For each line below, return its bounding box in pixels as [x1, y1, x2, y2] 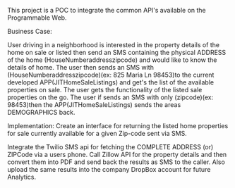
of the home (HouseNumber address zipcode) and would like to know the [7, 56, 217, 64]
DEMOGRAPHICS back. [7, 108, 76, 116]
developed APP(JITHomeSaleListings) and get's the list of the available [7, 78, 214, 87]
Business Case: [7, 27, 53, 35]
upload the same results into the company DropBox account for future [7, 165, 211, 173]
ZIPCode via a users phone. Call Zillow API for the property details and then [7, 151, 227, 158]
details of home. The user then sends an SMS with [7, 63, 154, 71]
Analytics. [7, 173, 37, 181]
